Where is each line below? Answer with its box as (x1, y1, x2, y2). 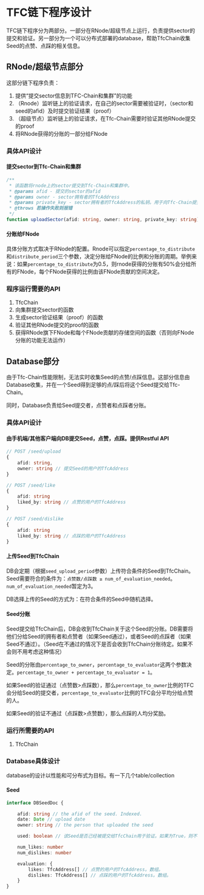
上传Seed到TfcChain (6, 553, 59, 560)
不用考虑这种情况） (16, 648, 65, 655)
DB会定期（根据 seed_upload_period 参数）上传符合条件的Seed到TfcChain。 (6, 567, 194, 575)
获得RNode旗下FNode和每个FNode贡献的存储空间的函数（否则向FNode (15, 329, 194, 336)
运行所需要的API (6, 726, 55, 735)
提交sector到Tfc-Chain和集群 (6, 163, 81, 171)
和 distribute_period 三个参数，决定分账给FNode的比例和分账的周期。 (6, 253, 181, 260)
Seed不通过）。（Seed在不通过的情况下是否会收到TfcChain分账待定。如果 (6, 640, 188, 648)
